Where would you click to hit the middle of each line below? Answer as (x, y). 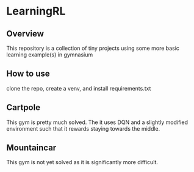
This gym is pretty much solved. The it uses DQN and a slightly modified (97, 122)
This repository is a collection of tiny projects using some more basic (93, 48)
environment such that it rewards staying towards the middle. (83, 128)
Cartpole (23, 108)
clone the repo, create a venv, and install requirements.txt (79, 88)
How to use (28, 74)
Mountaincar (31, 148)
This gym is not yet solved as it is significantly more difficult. (82, 162)
